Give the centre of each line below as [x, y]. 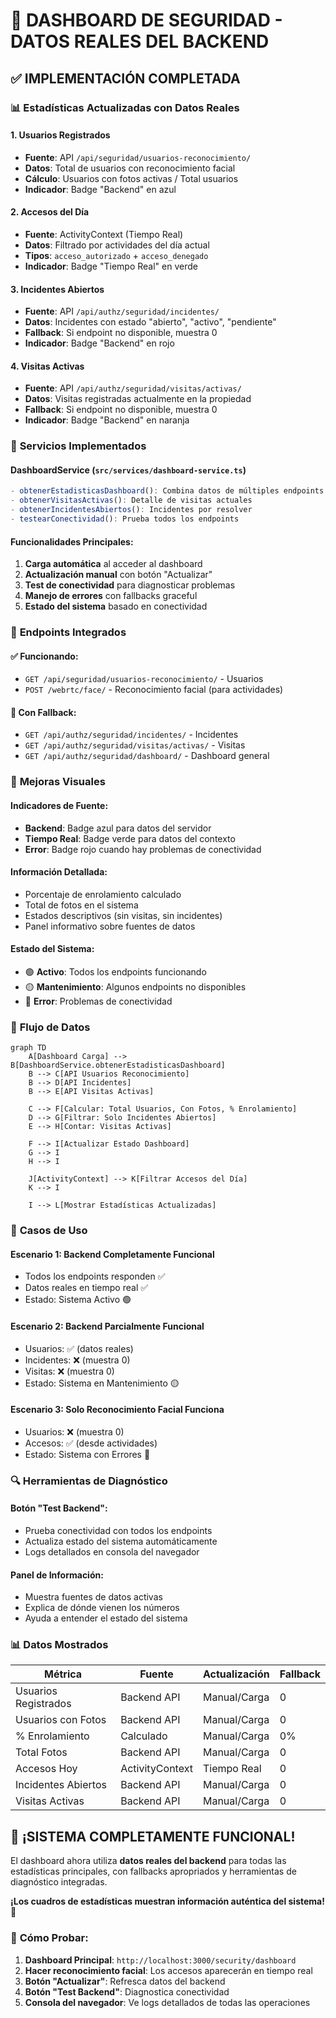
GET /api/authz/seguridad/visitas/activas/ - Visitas [135, 745]
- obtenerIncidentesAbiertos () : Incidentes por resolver [131, 510]
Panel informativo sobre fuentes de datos [110, 926]
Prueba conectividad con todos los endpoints [118, 1530]
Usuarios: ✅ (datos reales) [79, 1348]
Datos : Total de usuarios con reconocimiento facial [130, 168]
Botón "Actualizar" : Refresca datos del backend [125, 1981]
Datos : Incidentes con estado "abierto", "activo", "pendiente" [150, 322]
